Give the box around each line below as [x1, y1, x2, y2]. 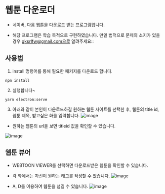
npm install [5, 78, 30, 83]
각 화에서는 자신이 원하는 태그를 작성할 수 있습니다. [12, 173, 110, 179]
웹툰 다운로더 [5, 4, 55, 16]
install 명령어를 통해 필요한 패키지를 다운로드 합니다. [12, 68, 113, 74]
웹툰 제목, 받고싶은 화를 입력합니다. [12, 112, 80, 118]
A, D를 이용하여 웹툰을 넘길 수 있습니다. [12, 183, 88, 189]
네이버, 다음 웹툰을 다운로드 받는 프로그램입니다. [12, 22, 105, 28]
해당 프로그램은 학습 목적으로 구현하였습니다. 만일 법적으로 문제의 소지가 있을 [12, 32, 161, 38]
